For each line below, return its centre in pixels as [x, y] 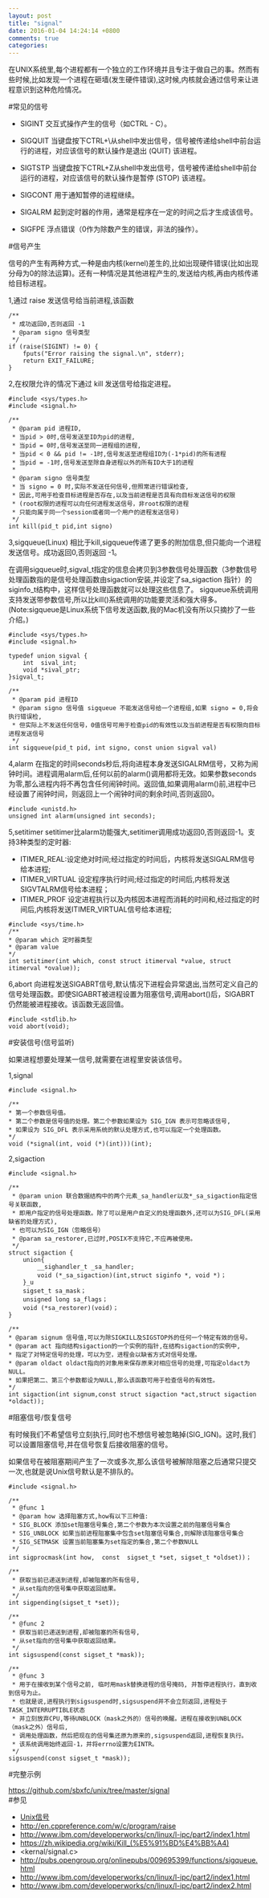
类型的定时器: [49, 842]
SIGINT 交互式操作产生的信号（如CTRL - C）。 [95, 124]
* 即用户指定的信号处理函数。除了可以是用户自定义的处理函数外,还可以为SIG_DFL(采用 [136, 1214]
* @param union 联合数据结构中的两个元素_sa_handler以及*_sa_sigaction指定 [131, 1196]
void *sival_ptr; [52, 670]
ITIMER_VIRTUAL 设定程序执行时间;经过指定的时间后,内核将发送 [125, 880]
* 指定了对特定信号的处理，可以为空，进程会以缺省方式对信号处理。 [104, 1355]
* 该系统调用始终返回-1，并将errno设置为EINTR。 [85, 1745]
